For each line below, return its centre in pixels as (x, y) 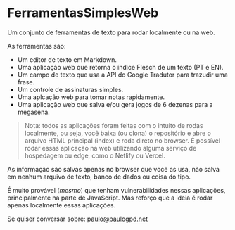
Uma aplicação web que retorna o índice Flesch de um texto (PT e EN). (120, 67)
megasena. (34, 112)
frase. (26, 82)
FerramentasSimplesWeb (83, 13)
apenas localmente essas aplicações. (62, 205)
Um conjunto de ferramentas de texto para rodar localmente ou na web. (112, 32)
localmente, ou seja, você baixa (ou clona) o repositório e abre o (118, 133)
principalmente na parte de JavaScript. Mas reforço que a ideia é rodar (110, 198)
